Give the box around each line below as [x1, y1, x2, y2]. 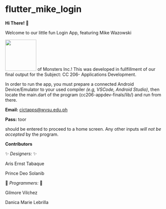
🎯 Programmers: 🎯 [5, 180, 43, 186]
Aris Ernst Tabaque [5, 161, 45, 167]
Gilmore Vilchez [5, 190, 38, 196]
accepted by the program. [5, 131, 59, 137]
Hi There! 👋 [5, 20, 29, 26]
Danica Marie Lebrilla [5, 199, 49, 205]
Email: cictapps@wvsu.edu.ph [5, 106, 68, 113]
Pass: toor [5, 116, 26, 122]
